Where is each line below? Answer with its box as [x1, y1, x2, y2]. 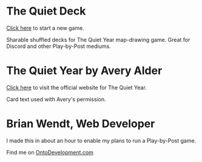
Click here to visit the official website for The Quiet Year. [6, 84, 147, 91]
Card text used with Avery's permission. [6, 95, 106, 103]
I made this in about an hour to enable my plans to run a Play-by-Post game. [6, 137, 197, 144]
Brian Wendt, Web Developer [6, 117, 155, 131]
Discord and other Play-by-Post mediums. [6, 42, 111, 50]
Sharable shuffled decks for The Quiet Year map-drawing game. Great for [6, 36, 190, 43]
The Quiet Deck [6, 4, 86, 18]
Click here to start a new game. [6, 24, 85, 32]
